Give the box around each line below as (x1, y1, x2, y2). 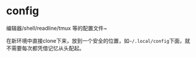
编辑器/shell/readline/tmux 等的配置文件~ (6, 24, 107, 31)
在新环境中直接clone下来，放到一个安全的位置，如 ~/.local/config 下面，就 (6, 37, 191, 44)
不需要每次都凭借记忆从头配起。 (6, 45, 85, 52)
